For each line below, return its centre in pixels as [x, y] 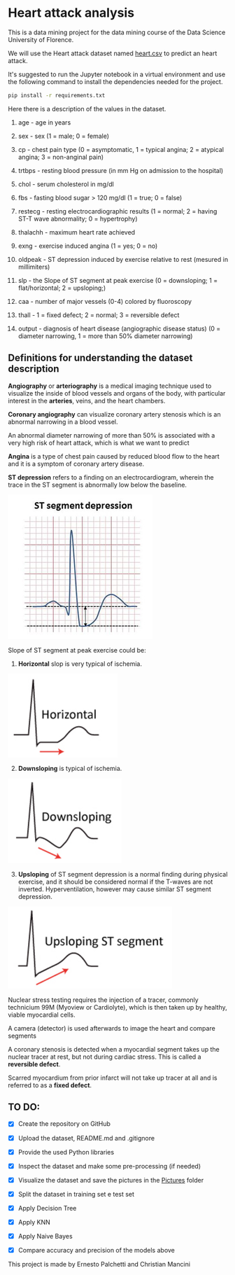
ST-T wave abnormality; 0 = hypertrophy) [78, 218]
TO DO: [24, 1107]
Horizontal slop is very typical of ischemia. [80, 664]
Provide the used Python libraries [66, 1152]
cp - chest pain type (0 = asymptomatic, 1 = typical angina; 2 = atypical [121, 149]
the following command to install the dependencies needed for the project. [115, 81]
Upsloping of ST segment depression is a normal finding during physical [123, 874]
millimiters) [34, 267]
